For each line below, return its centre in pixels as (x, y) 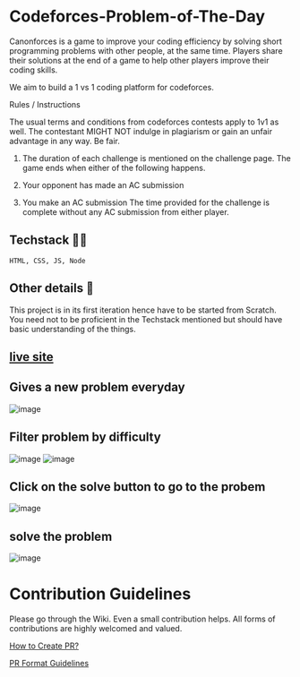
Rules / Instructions (45, 104)
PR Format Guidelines (49, 664)
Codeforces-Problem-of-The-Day (137, 17)
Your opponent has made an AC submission (103, 184)
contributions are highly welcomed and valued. (96, 629)
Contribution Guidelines (100, 594)
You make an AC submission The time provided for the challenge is (146, 202)
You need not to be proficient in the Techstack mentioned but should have (146, 319)
